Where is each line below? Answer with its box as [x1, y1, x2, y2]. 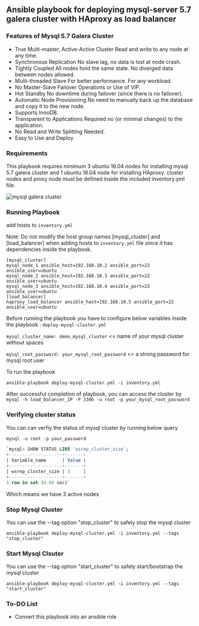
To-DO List [6, 600, 38, 608]
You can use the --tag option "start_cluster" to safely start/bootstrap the [6, 563, 183, 570]
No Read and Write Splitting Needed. [14, 128, 105, 135]
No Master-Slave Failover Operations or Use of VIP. [14, 83, 141, 91]
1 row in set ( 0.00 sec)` [6, 479, 70, 485]
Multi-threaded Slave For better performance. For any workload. [14, 77, 172, 84]
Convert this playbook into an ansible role [14, 613, 117, 621]
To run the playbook [6, 368, 55, 376]
